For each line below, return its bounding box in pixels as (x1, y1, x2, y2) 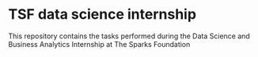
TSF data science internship (8, 5, 196, 23)
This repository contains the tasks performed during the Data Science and (8, 31, 251, 41)
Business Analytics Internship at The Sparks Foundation (8, 39, 191, 48)
